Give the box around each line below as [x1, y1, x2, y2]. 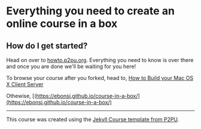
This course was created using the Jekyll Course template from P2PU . [6, 116, 179, 123]
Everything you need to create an [6, 4, 175, 18]
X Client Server [6, 81, 44, 88]
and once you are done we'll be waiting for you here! [6, 63, 136, 70]
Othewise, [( [6, 93, 37, 99]
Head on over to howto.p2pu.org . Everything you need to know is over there [6, 57, 194, 63]
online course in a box [6, 17, 118, 30]
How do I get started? [6, 41, 88, 51]
